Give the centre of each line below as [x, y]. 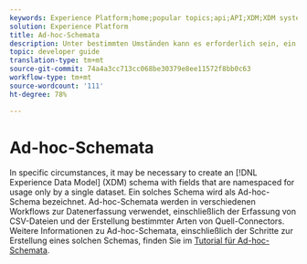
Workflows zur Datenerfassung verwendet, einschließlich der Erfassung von [153, 212]
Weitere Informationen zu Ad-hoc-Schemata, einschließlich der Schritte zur [152, 231]
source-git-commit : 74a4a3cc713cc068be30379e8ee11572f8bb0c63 [130, 69]
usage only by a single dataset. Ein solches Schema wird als [122, 192]
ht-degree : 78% [38, 94]
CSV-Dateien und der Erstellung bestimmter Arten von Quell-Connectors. [147, 221]
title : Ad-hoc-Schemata [55, 35]
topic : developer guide [55, 52]
